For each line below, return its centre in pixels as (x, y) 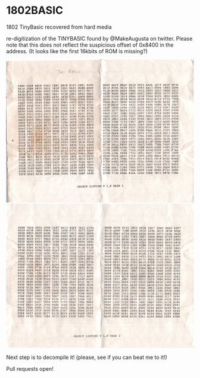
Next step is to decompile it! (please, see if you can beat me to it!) (87, 357)
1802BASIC (35, 10)
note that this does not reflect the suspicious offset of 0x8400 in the (90, 45)
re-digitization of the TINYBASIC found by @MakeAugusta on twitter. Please (99, 38)
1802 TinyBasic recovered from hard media (59, 27)
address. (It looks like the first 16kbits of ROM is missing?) (77, 51)
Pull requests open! (30, 368)
